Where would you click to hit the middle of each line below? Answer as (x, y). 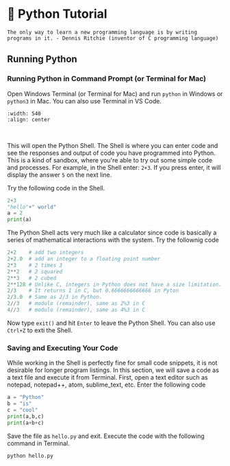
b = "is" (20, 404)
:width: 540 (24, 113)
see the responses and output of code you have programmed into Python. (111, 153)
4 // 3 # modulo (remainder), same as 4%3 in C (76, 310)
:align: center (29, 119)
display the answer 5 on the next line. (60, 175)
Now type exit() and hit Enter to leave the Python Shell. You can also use (111, 323)
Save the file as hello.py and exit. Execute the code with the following (106, 436)
